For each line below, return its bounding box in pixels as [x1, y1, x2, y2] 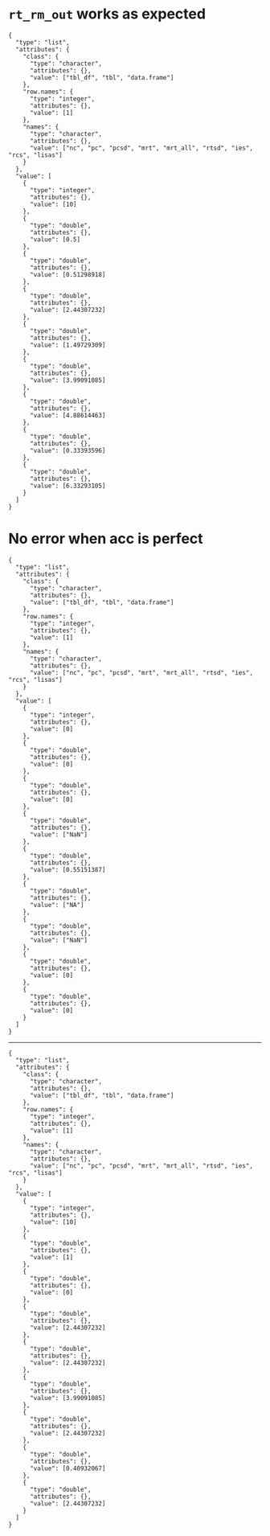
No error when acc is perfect [8, 530, 203, 548]
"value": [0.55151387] [29, 865, 106, 873]
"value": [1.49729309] [29, 341, 106, 349]
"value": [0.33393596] [29, 446, 106, 454]
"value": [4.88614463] [29, 411, 106, 419]
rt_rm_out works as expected [8, 5, 207, 23]
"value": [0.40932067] [29, 1464, 106, 1472]
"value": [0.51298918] [29, 270, 106, 278]
